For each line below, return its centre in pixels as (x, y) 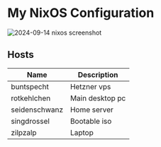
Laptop (82, 132)
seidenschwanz (37, 110)
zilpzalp (24, 132)
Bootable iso (91, 121)
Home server (91, 110)
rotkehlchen (31, 98)
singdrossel (30, 121)
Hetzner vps (90, 86)
